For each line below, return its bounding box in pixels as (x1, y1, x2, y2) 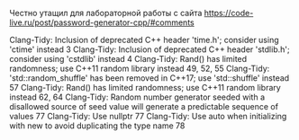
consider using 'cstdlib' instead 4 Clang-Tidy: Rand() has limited (9, 54, 248, 64)
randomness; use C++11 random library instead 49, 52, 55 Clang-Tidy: (9, 63, 270, 74)
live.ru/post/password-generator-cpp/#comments (9, 17, 195, 28)
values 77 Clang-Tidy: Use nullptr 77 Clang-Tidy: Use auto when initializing (9, 111, 287, 121)
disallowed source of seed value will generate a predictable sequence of (9, 101, 279, 111)
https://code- (204, 8, 254, 18)
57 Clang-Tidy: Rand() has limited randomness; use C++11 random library (9, 83, 281, 92)
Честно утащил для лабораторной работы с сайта (9, 8, 203, 18)
